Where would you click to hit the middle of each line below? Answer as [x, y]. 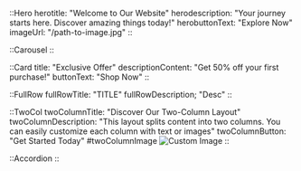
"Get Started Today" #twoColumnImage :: [119, 141]
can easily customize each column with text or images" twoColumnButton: [148, 131]
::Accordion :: [34, 158]
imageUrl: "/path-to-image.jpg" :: [71, 32]
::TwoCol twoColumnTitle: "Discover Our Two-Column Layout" [125, 112]
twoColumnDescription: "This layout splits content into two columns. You [145, 122]
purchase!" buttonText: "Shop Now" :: [80, 77]
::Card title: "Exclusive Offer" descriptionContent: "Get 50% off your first [144, 67]
